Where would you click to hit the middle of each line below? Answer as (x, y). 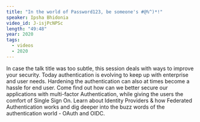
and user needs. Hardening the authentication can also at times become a (98, 81)
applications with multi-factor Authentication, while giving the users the (95, 94)
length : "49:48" (27, 29)
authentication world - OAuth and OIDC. (56, 113)
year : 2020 (20, 34)
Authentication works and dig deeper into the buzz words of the (86, 107)
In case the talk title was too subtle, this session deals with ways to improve (100, 68)
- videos (23, 46)
